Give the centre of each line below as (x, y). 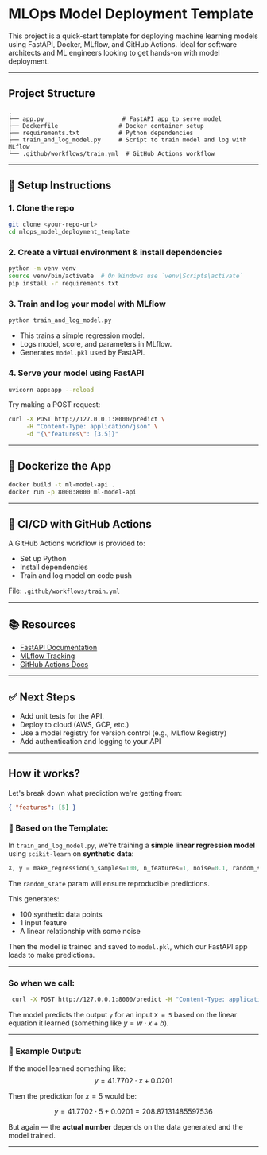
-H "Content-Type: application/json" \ (92, 427)
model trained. (32, 1136)
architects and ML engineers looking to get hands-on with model (114, 52)
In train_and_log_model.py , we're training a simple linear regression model (132, 845)
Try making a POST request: (54, 405)
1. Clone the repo (41, 208)
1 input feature (43, 922)
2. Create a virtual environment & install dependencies (115, 253)
